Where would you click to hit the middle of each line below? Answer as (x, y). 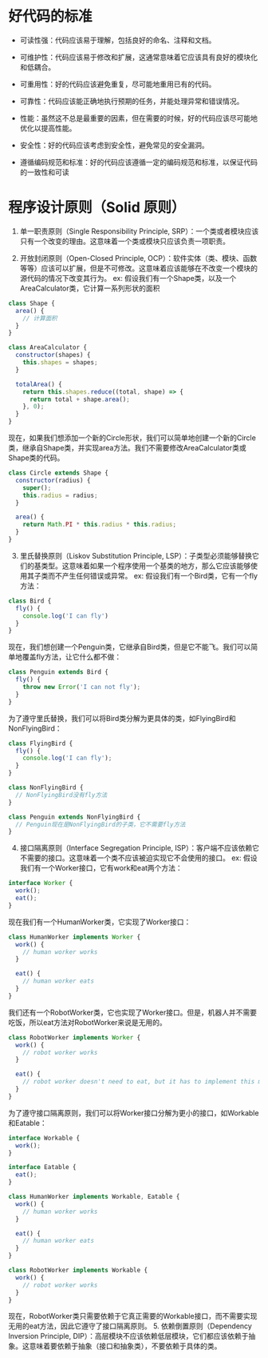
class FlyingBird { (41, 743)
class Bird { (30, 601)
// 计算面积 (40, 318)
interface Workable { (44, 1138)
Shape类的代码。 (36, 458)
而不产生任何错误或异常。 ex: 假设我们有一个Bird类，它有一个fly (152, 575)
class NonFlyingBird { (46, 787)
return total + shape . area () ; (79, 399)
